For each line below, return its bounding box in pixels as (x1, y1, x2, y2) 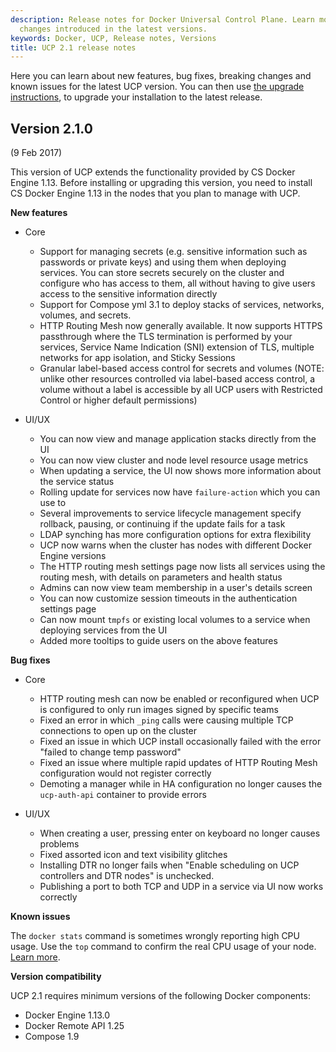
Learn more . (10, 951, 61, 963)
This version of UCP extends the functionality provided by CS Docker (10, 166, 296, 178)
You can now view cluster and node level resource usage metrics (39, 454, 309, 466)
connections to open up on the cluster (39, 725, 198, 737)
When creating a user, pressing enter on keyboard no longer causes (39, 827, 321, 840)
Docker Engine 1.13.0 (24, 1009, 111, 1021)
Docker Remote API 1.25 (24, 1020, 125, 1032)
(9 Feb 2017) (10, 147, 63, 159)
